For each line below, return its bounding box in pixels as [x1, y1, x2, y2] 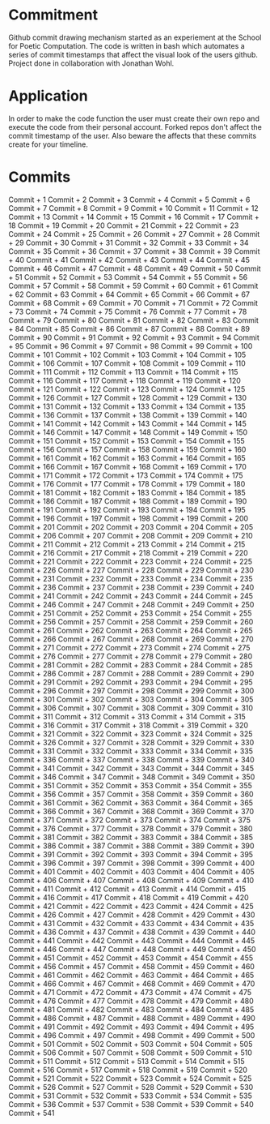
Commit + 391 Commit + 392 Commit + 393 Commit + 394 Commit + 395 [8, 849, 253, 859]
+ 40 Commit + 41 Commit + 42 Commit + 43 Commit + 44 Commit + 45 [8, 255, 251, 264]
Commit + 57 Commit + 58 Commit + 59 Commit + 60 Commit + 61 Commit [8, 281, 259, 290]
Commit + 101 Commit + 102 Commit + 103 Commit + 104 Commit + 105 [8, 350, 247, 359]
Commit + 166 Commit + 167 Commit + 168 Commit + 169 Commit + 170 [8, 461, 247, 471]
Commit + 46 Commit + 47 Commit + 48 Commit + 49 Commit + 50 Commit [8, 264, 261, 273]
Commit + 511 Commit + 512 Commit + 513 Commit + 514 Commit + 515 [8, 1056, 245, 1066]
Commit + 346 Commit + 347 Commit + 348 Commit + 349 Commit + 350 [8, 772, 255, 782]
